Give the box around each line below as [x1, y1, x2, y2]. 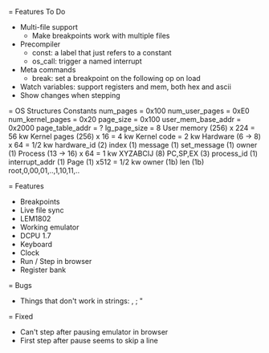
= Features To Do [8, 7, 66, 16]
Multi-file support [19, 22, 79, 31]
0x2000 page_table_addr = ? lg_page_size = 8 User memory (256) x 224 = [8, 124, 255, 132]
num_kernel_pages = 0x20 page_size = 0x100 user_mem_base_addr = [8, 115, 242, 124]
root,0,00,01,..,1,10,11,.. [8, 166, 80, 175]
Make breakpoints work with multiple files [31, 31, 170, 40]
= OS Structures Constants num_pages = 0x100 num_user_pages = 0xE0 [8, 106, 251, 116]
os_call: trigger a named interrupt [31, 56, 142, 66]
